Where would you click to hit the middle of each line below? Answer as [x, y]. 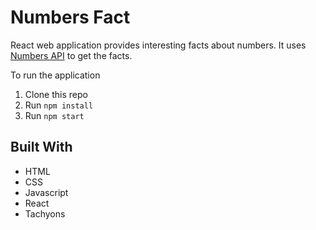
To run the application [55, 75]
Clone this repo [56, 94]
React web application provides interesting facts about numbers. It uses [158, 45]
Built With [41, 147]
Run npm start [54, 115]
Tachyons [45, 213]
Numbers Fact [70, 17]
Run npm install [59, 105]
